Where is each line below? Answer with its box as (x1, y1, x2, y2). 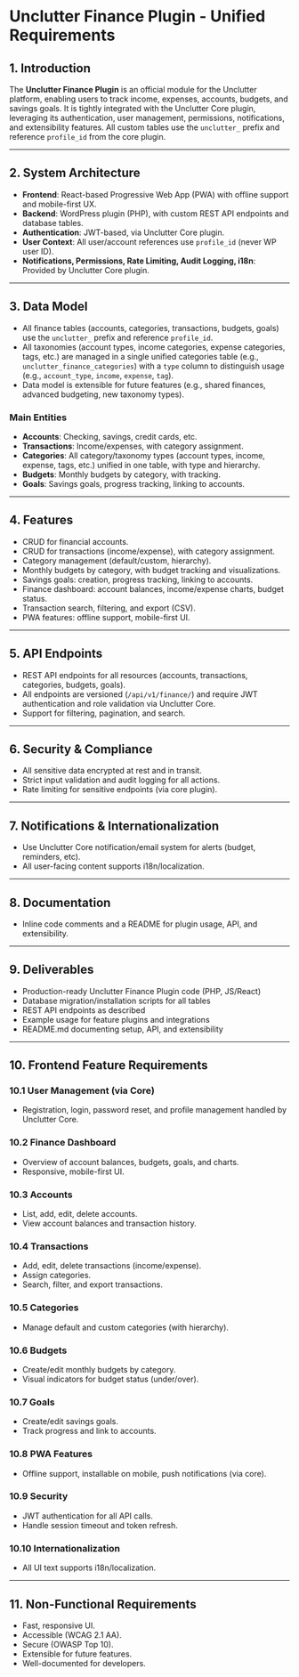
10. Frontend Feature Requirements (9, 1057, 208, 1073)
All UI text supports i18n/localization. (21, 1562, 157, 1573)
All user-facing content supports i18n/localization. (21, 861, 205, 871)
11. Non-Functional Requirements (9, 1596, 198, 1612)
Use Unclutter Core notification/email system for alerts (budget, (21, 842, 256, 853)
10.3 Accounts (9, 1188, 73, 1201)
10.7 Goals (9, 1396, 55, 1408)
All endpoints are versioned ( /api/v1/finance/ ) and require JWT (21, 688, 258, 700)
